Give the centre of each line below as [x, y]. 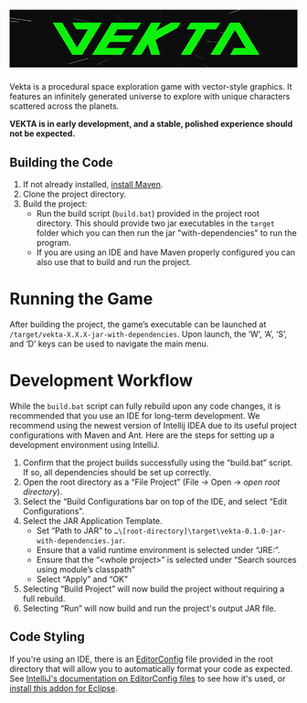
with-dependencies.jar [79, 541]
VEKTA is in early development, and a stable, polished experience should [151, 124]
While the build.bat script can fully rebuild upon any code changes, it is [145, 406]
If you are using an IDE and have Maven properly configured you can [166, 252]
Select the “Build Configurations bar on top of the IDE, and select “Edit [155, 502]
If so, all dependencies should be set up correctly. [117, 473]
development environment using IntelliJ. [85, 445]
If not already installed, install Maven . [93, 185]
